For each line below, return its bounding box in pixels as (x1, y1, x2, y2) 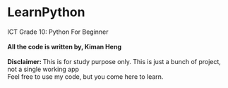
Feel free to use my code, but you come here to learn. (7, 72, 164, 81)
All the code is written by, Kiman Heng (7, 42, 122, 51)
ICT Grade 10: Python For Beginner (7, 27, 109, 36)
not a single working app (7, 65, 80, 73)
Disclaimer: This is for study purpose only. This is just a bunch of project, (7, 57, 221, 65)
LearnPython (7, 4, 85, 20)
